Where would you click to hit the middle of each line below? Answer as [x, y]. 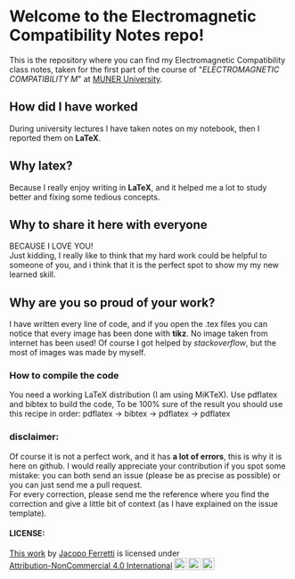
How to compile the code [64, 376]
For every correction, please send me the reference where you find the [139, 494]
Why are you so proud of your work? [112, 302]
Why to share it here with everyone [108, 224]
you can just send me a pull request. [76, 485]
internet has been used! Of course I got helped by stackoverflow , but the [143, 343]
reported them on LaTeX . [55, 138]
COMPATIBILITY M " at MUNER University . [86, 78]
